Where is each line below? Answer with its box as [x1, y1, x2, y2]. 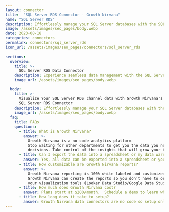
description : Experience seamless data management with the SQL [14, 73, 152, 78]
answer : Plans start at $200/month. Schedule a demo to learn [23, 190, 158, 195]
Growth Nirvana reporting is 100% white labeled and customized [27, 171, 165, 176]
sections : [5, 54, 26, 59]
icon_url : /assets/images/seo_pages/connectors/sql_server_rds [5, 45, 141, 50]
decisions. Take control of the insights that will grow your [27, 147, 161, 153]
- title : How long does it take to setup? [18, 195, 109, 200]
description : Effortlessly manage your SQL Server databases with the [5, 21, 156, 27]
